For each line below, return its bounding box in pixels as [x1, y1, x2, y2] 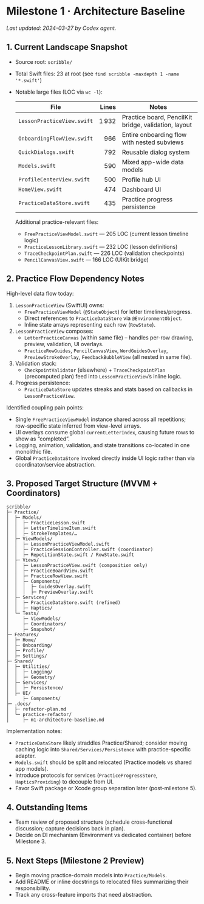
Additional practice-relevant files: [15, 218, 99, 226]
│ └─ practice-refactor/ [6, 712, 72, 718]
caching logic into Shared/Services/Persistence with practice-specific [15, 746, 191, 753]
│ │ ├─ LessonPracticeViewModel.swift [6, 541, 110, 548]
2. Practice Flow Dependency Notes [6, 274, 144, 284]
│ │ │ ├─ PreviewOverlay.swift [6, 589, 94, 596]
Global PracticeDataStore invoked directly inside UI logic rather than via [15, 454, 195, 462]
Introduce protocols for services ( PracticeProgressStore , [15, 771, 158, 779]
